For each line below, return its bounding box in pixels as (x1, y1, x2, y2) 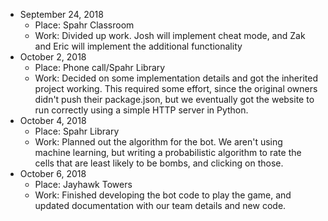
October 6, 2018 (19, 168, 87, 179)
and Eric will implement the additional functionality (34, 40, 243, 52)
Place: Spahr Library (34, 125, 120, 137)
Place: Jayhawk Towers (34, 179, 133, 190)
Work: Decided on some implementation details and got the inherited (34, 72, 318, 84)
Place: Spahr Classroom (34, 19, 135, 31)
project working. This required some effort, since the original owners (34, 83, 318, 94)
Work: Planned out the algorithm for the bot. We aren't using (34, 136, 283, 148)
